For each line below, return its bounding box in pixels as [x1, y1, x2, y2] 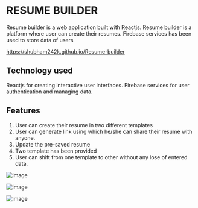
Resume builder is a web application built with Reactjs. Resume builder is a [6, 24, 192, 31]
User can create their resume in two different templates [14, 121, 153, 128]
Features [6, 106, 40, 116]
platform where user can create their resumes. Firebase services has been [6, 30, 192, 37]
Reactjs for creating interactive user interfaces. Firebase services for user [6, 81, 190, 89]
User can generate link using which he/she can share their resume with [14, 128, 193, 135]
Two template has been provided [14, 147, 97, 154]
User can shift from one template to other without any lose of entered [14, 153, 188, 160]
